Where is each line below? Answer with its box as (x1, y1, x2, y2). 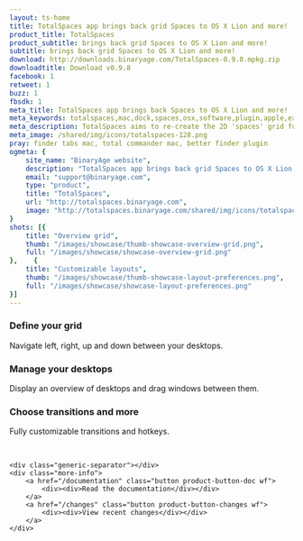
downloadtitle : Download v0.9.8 (9, 64, 131, 73)
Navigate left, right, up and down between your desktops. (9, 340, 224, 351)
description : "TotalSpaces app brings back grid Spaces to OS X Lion (25, 164, 293, 173)
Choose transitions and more (9, 406, 140, 418)
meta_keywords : (9, 114, 67, 123)
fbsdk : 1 (9, 96, 42, 106)
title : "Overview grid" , (25, 231, 119, 240)
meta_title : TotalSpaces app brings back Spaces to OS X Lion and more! (9, 105, 289, 115)
